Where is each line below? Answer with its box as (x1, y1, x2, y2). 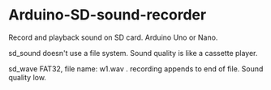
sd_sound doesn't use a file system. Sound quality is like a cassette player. (8, 48, 258, 58)
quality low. (8, 72, 47, 82)
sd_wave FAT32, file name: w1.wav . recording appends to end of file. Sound (8, 63, 264, 74)
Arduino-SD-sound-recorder (8, 6, 207, 24)
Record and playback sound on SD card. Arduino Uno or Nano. (8, 32, 218, 42)
